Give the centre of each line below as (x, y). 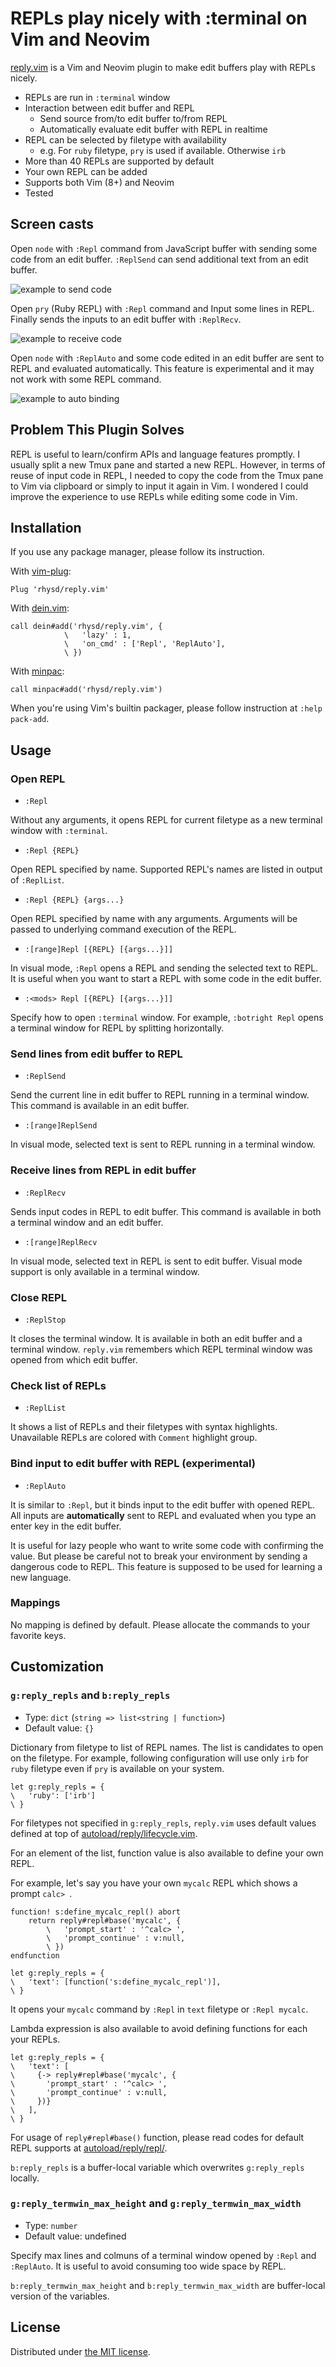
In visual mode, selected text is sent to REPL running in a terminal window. (163, 1144)
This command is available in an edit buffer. (100, 1106)
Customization (57, 1667)
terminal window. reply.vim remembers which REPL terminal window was (161, 1349)
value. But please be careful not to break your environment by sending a (159, 1556)
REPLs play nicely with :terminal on (159, 18)
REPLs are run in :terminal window (97, 97)
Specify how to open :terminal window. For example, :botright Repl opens (167, 1018)
